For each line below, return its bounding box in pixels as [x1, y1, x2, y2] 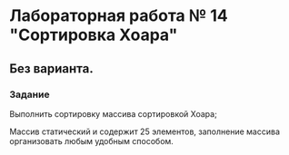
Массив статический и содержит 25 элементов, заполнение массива [9, 126, 280, 137]
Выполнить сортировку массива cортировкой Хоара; [9, 108, 218, 119]
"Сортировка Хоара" [9, 24, 178, 45]
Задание [9, 88, 50, 101]
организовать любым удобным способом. [9, 135, 174, 146]
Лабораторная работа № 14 [9, 5, 229, 26]
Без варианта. [9, 61, 94, 76]
